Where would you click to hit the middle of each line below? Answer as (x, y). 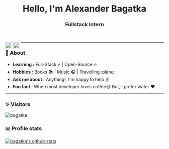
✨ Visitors (18, 104)
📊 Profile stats (24, 128)
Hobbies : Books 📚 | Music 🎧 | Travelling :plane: (64, 72)
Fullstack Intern (84, 25)
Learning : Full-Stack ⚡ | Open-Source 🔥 (55, 64)
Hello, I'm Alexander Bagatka (84, 9)
